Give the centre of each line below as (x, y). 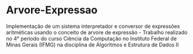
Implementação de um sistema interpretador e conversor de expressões (93, 26)
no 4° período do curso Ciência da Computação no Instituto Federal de (92, 38)
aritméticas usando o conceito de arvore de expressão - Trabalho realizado (97, 32)
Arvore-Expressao (52, 10)
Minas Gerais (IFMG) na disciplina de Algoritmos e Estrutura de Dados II (92, 45)
